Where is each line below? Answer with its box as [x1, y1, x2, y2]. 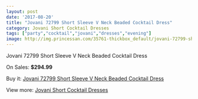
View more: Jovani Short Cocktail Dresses [6, 87, 108, 93]
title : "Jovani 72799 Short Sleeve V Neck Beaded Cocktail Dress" [6, 19, 173, 25]
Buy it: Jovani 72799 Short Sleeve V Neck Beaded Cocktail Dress [6, 75, 164, 82]
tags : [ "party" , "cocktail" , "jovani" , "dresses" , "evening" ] [6, 31, 151, 37]
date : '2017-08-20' [6, 14, 54, 20]
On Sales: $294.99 [6, 64, 53, 71]
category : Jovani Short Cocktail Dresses [6, 25, 110, 31]
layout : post [6, 8, 38, 15]
